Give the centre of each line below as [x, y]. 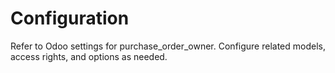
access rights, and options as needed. [89, 56]
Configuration [70, 18]
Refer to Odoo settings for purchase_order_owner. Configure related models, [168, 46]
